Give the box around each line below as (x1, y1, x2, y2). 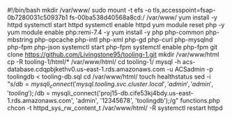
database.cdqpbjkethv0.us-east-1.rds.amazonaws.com (7, 65, 166, 73)
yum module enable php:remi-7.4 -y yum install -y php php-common (7, 28, 204, 36)
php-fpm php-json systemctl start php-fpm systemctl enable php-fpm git (7, 43, 218, 51)
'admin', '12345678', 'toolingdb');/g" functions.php (75, 96, 221, 104)
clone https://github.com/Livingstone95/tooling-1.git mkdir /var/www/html (7, 50, 219, 58)
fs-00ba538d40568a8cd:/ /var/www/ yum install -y (69, 13, 218, 22)
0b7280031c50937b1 (7, 13, 68, 22)
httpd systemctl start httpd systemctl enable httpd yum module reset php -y (7, 21, 225, 29)
